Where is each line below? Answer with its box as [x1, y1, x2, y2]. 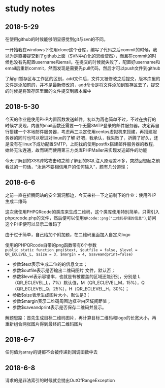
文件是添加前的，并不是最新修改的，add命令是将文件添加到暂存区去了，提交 [5, 82, 160, 88]
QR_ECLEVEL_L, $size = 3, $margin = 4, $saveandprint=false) [5, 252, 133, 257]
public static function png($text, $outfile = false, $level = [5, 247, 138, 252]
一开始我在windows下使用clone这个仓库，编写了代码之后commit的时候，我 [5, 47, 158, 52]
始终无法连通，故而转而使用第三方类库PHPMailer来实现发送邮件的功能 [5, 147, 148, 153]
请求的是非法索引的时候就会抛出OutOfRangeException [5, 378, 115, 384]
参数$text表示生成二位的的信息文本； [12, 261, 88, 267]
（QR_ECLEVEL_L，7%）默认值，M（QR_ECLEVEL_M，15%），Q [12, 280, 145, 285]
